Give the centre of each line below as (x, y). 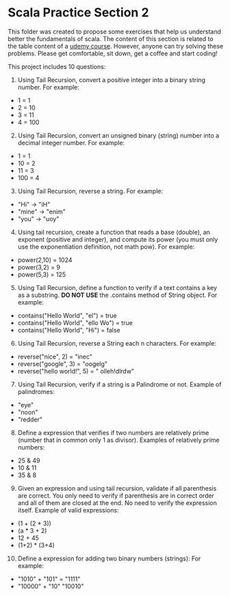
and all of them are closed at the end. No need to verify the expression (117, 503)
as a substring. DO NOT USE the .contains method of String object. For (117, 295)
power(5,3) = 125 (42, 274)
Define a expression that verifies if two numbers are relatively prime (113, 432)
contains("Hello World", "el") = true (67, 315)
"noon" (28, 412)
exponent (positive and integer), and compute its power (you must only (118, 239)
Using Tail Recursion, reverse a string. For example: (90, 191)
